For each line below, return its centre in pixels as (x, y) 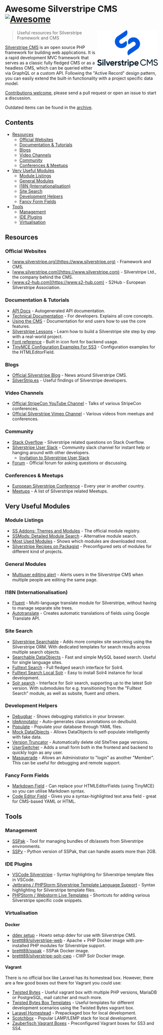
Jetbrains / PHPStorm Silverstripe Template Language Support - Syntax (83, 885)
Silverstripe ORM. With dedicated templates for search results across (81, 646)
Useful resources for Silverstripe (49, 33)
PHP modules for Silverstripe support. (68, 946)
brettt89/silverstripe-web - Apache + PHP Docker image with (73, 940)
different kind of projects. (37, 551)
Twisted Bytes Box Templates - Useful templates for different (73, 1003)
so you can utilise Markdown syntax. (49, 791)
